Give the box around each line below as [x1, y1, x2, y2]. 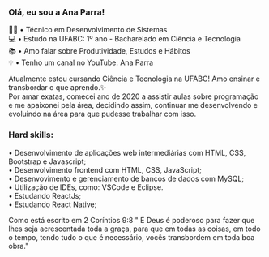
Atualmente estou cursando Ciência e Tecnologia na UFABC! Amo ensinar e [8, 74, 261, 84]
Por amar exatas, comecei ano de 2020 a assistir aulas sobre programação [8, 92, 259, 101]
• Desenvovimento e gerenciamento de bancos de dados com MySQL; [8, 173, 245, 183]
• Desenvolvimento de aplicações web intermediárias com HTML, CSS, [8, 148, 246, 157]
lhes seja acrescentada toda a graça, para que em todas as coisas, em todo [8, 224, 261, 233]
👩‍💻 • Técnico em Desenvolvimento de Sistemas [8, 25, 168, 35]
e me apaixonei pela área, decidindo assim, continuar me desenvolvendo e [8, 101, 258, 110]
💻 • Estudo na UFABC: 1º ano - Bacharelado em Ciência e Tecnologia [8, 34, 241, 44]
